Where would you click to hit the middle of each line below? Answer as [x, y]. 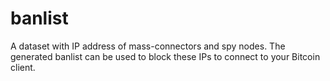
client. [23, 67]
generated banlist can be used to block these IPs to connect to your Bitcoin [165, 56]
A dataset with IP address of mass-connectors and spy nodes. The [148, 46]
